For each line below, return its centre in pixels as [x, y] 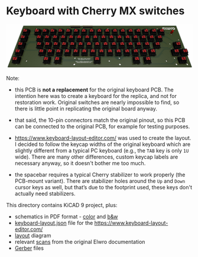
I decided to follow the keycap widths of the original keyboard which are [103, 144]
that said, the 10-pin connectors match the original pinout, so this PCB [100, 120]
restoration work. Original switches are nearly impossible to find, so [97, 103]
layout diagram [33, 236]
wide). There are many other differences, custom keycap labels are [96, 157]
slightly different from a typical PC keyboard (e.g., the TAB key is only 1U [102, 151]
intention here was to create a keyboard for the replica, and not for [96, 96]
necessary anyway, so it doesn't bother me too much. [80, 163]
